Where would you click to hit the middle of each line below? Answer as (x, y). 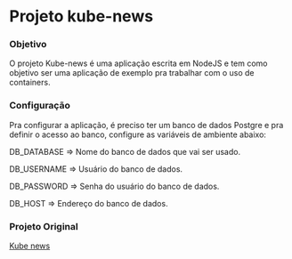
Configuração (40, 106)
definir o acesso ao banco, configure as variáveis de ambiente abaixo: (138, 134)
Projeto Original (44, 226)
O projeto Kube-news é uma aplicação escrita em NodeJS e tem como (139, 63)
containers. (30, 83)
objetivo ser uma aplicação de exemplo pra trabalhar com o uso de (132, 73)
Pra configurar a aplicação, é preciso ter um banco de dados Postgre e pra (146, 125)
